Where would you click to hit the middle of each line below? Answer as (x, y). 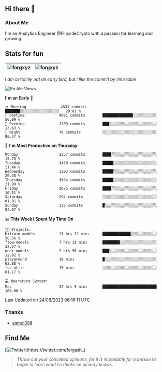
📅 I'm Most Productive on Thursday (41, 146)
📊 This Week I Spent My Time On (39, 219)
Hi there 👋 (20, 9)
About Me (17, 23)
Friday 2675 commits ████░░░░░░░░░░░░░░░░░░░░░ (81, 188)
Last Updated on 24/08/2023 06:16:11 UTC (48, 300)
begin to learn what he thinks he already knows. (65, 364)
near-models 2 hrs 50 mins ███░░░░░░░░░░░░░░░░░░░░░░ (81, 251)
